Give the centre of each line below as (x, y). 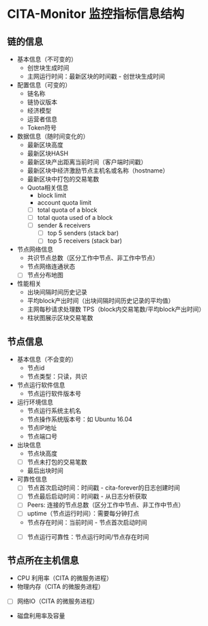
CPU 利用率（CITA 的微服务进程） (64, 578)
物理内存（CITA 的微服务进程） (60, 587)
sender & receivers (64, 225)
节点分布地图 (45, 275)
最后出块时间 (45, 471)
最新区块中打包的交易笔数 (63, 179)
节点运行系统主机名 (54, 411)
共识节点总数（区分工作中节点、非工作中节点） (93, 258)
